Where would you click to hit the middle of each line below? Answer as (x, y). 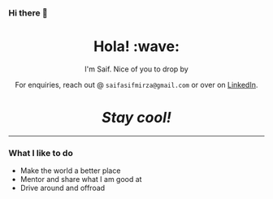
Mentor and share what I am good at (81, 180)
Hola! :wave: (136, 47)
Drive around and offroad (63, 188)
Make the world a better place (70, 171)
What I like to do (41, 153)
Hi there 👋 (28, 13)
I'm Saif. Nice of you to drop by (136, 69)
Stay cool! (136, 118)
